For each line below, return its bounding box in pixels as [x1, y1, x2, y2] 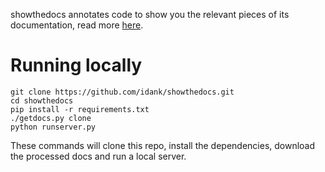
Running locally [10, 54, 143, 77]
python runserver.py [10, 122, 97, 132]
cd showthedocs [10, 95, 74, 106]
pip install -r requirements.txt [10, 104, 150, 114]
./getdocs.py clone [10, 113, 92, 123]
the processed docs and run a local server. [10, 150, 187, 162]
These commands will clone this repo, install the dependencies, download [10, 139, 316, 151]
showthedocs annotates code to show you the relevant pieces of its [10, 9, 290, 20]
